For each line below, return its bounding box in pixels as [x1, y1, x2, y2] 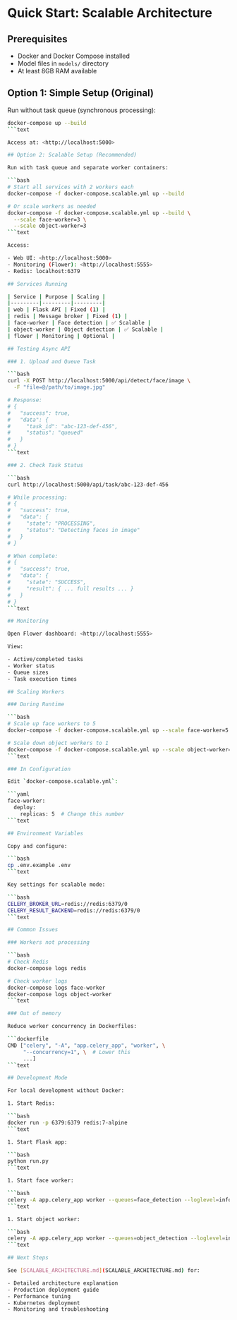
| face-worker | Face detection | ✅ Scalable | [7, 320, 152, 327]
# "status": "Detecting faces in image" [7, 526, 140, 533]
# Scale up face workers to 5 [7, 720, 97, 727]
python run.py [7, 1158, 49, 1165]
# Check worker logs [7, 977, 68, 985]
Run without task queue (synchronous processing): [7, 106, 157, 114]
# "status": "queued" [7, 429, 83, 437]
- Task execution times [7, 675, 78, 682]
